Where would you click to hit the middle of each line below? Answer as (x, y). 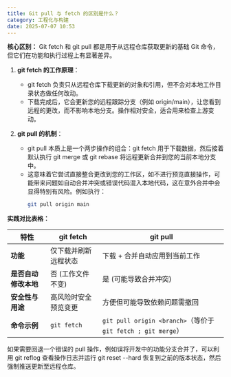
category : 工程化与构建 (38, 20)
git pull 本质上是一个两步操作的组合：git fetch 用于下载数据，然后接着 (125, 148)
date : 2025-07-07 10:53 (41, 26)
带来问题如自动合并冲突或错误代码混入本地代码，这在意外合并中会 (127, 183)
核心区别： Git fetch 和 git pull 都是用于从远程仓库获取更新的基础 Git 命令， (113, 47)
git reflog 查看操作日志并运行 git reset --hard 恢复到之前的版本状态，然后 (118, 358)
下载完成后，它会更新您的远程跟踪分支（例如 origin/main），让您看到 (124, 102)
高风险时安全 (71, 297)
